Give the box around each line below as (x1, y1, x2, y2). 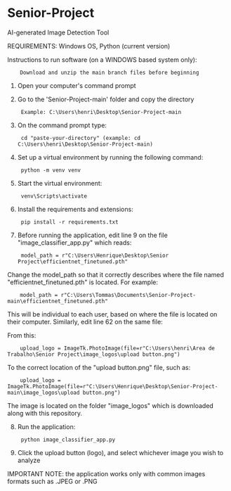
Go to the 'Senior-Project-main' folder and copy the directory (17, 95, 194, 103)
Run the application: (17, 422, 76, 431)
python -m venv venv (20, 167, 81, 174)
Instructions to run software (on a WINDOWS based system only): (7, 55, 197, 64)
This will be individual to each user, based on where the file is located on (7, 310, 218, 318)
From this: (7, 331, 37, 339)
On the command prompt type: (17, 121, 107, 129)
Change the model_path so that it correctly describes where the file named (7, 270, 225, 279)
